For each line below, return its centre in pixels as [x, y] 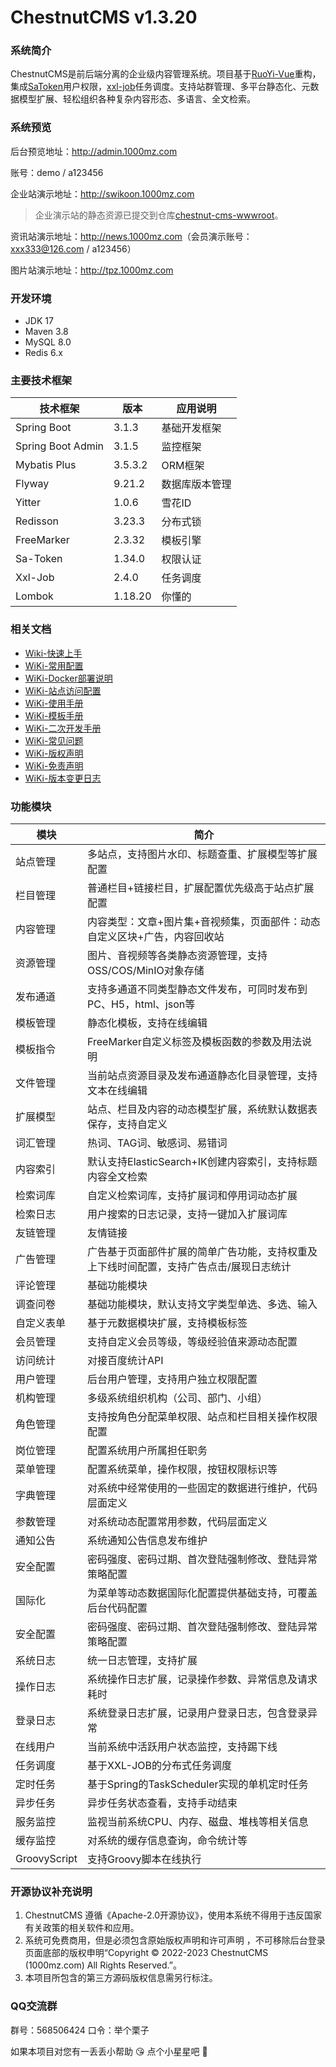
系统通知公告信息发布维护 [147, 1540]
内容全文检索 [117, 1176]
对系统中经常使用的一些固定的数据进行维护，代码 [202, 1488]
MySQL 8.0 [48, 342]
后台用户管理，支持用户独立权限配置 [172, 1379]
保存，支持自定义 [127, 1124]
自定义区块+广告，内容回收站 [156, 936]
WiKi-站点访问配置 [63, 690]
